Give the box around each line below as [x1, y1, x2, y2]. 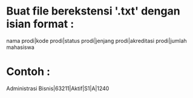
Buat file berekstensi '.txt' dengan [6, 4, 180, 18]
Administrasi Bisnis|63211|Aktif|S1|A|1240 [6, 85, 110, 92]
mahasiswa [6, 44, 34, 51]
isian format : [6, 17, 74, 31]
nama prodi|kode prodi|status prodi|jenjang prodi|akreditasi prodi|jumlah [6, 37, 188, 44]
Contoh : [6, 65, 50, 79]
